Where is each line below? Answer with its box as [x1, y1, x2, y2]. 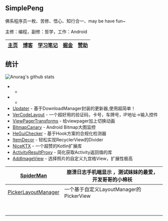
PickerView [64, 192, 91, 199]
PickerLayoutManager [7, 188, 60, 195]
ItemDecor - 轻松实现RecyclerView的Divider [12, 136, 103, 142]
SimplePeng [5, 4, 44, 13]
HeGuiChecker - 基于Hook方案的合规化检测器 [12, 130, 106, 136]
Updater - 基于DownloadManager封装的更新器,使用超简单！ [12, 105, 136, 111]
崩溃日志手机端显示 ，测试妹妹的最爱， [66, 168, 158, 175]
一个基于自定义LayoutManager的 [64, 185, 141, 192]
